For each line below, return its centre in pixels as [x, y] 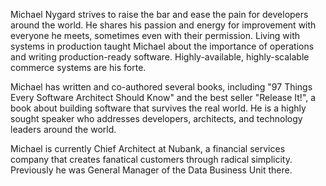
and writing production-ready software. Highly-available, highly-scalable [160, 57]
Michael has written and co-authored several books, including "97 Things [161, 87]
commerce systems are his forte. [78, 67]
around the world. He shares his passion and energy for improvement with [163, 25]
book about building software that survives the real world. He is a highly [158, 108]
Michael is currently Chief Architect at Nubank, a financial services [148, 148]
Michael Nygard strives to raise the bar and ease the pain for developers [159, 14]
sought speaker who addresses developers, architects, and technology [156, 118]
